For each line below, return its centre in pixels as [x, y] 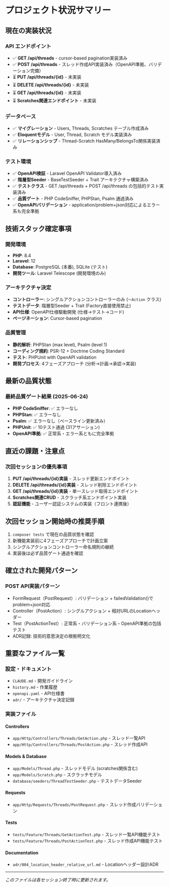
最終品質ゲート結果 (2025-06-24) [47, 397]
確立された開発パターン [41, 571]
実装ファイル [21, 714]
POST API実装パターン [33, 586]
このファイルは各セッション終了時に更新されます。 [58, 880]
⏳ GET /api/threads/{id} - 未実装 [47, 92]
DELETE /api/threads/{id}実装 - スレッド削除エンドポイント [75, 485]
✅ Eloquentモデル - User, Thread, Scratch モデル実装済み [72, 135]
